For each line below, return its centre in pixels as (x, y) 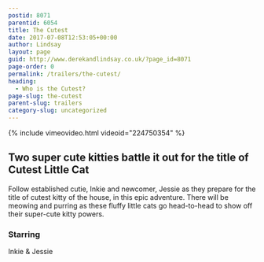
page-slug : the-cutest (45, 96)
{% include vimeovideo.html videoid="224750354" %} (97, 133)
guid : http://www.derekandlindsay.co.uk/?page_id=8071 (100, 60)
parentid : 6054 (33, 23)
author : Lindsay (35, 45)
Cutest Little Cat (49, 170)
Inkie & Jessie (31, 252)
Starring (24, 234)
